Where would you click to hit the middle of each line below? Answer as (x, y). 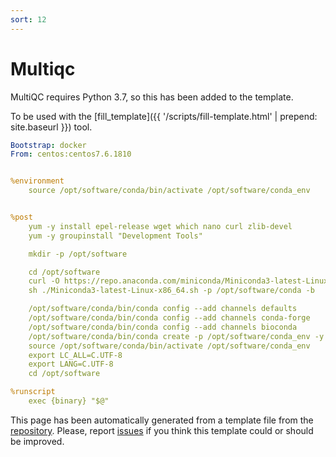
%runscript (33, 392)
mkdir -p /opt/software (78, 254)
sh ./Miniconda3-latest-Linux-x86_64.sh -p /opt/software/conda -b (171, 291)
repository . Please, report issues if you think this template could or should (162, 430)
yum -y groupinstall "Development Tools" (115, 236)
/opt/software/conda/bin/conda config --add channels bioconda (163, 327)
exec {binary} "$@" (69, 401)
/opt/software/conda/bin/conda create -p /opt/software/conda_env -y (176, 336)
